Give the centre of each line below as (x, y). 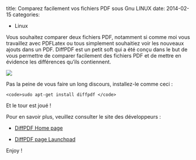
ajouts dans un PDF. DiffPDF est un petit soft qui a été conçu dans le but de (97, 49)
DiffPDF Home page (39, 128)
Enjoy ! (14, 150)
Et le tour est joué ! (29, 105)
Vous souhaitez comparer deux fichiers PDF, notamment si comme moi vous (98, 37)
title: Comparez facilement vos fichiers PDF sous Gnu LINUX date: (86, 8)
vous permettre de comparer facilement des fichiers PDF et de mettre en (94, 56)
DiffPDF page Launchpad (45, 139)
